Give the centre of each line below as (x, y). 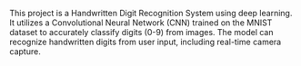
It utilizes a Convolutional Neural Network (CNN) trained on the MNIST (141, 23)
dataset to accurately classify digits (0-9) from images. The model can (141, 32)
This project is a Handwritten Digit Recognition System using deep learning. (151, 13)
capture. (25, 52)
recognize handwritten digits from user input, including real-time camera (145, 42)
